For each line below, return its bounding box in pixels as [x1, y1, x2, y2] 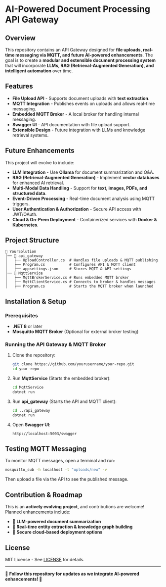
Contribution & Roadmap [5, 490, 83, 499]
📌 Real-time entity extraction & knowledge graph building [12, 524, 133, 530]
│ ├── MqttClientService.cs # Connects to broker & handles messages [5, 280, 156, 285]
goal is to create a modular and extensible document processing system [5, 57, 156, 63]
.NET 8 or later [12, 323, 43, 330]
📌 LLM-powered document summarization [12, 519, 101, 525]
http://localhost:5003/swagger [12, 431, 77, 436]
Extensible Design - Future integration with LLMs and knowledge [12, 127, 146, 133]
